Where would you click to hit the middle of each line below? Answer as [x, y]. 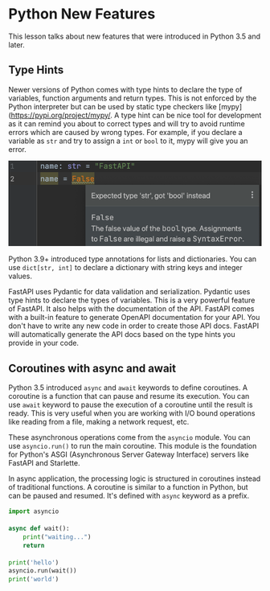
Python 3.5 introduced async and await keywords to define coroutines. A [128, 388]
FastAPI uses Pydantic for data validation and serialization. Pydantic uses [129, 292]
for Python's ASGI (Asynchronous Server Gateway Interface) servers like [129, 454]
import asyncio [34, 511]
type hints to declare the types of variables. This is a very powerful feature [132, 300]
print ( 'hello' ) [34, 562]
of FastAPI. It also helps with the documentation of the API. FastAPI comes [131, 309]
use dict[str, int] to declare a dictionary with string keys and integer [125, 268]
